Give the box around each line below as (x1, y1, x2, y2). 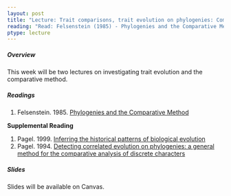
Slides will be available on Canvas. (7, 183, 104, 191)
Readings (7, 91, 36, 99)
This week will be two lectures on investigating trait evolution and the (7, 68, 203, 76)
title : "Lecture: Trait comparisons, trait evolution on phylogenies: (7, 17, 214, 23)
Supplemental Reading (7, 122, 74, 130)
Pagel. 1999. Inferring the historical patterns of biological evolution (16, 135, 206, 143)
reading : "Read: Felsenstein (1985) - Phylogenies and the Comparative (7, 23, 217, 30)
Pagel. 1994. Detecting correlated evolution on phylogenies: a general (16, 142, 214, 151)
